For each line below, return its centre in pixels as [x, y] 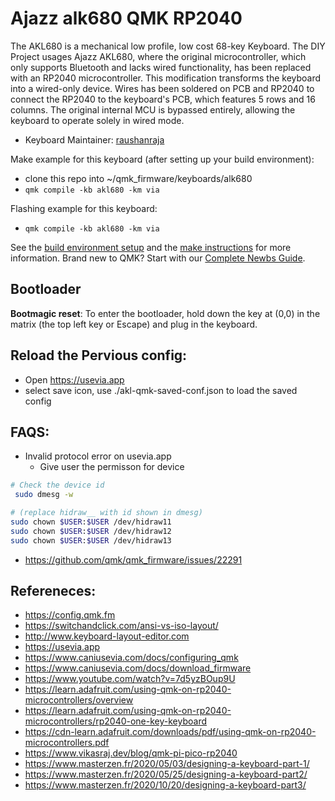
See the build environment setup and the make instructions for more [151, 247]
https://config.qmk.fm [70, 615]
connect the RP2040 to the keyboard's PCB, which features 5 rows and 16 [163, 99]
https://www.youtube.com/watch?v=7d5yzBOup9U [130, 679]
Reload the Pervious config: [99, 355]
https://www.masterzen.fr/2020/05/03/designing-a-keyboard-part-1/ [167, 764]
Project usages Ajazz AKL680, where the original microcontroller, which [158, 56]
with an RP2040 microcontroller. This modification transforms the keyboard [166, 78]
